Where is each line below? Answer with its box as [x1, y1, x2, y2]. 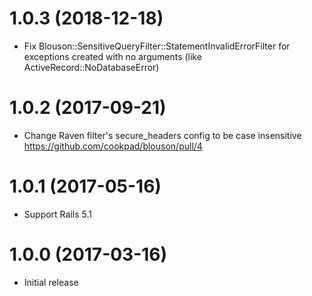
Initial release [23, 276, 79, 288]
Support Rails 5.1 [23, 208, 92, 220]
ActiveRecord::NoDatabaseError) [23, 61, 160, 73]
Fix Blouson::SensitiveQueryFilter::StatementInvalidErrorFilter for [23, 40, 291, 52]
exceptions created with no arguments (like [23, 50, 202, 62]
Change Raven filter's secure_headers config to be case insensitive [23, 129, 302, 141]
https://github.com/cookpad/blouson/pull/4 [23, 140, 203, 152]
